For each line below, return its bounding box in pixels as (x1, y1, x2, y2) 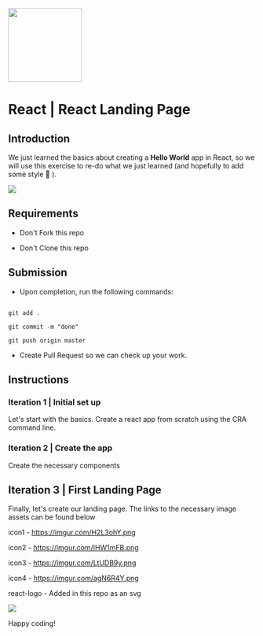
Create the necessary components (8, 460, 120, 470)
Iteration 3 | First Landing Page (8, 483, 162, 497)
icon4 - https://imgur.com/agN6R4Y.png (8, 574, 139, 583)
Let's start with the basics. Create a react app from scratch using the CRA (8, 415, 247, 424)
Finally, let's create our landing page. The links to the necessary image (8, 504, 237, 514)
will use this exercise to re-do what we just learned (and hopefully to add (8, 161, 244, 170)
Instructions (8, 373, 69, 386)
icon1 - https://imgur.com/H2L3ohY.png (8, 527, 136, 538)
